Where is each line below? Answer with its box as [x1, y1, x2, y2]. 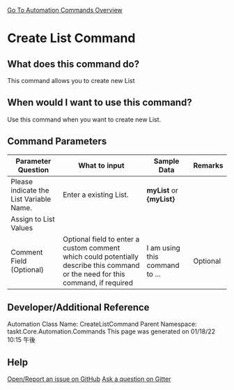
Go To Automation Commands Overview [7, 6, 123, 14]
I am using [146, 243, 181, 253]
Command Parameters [7, 135, 107, 147]
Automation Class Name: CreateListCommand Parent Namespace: [7, 320, 197, 329]
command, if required [62, 278, 134, 287]
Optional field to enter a [62, 234, 140, 243]
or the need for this [62, 269, 125, 278]
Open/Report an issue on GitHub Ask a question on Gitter [7, 375, 171, 383]
